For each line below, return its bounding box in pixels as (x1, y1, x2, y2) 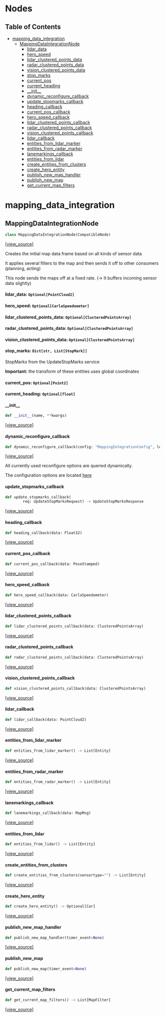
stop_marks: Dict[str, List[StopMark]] (5, 348, 87, 354)
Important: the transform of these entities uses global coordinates (5, 368, 139, 375)
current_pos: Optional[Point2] (5, 380, 69, 386)
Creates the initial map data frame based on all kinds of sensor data (5, 250, 142, 256)
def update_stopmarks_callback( (5, 494, 71, 499)
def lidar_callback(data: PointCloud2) (5, 717, 87, 722)
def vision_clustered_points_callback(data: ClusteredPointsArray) (5, 686, 146, 691)
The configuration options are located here (5, 472, 92, 478)
